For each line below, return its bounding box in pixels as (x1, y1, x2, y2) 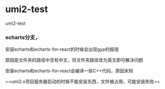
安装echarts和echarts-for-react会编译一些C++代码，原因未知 (5, 68, 134, 74)
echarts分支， (5, 34, 41, 41)
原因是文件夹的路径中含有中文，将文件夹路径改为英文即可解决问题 (5, 57, 143, 63)
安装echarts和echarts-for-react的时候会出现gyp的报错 (5, 47, 119, 53)
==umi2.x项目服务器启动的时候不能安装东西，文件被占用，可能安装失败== (5, 78, 160, 84)
